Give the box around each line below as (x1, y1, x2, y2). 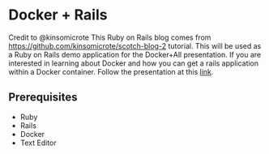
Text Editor (19, 138, 57, 148)
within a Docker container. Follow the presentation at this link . (8, 66, 214, 76)
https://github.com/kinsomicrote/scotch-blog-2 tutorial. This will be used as (8, 41, 262, 50)
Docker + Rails (8, 6, 108, 24)
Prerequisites (8, 91, 78, 105)
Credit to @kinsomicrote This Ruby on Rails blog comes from (8, 32, 211, 42)
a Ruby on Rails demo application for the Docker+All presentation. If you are (8, 49, 262, 59)
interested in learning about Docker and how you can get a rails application (8, 58, 259, 68)
